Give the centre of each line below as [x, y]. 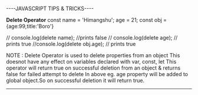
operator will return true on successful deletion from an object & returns [93, 68]
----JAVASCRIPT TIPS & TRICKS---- [50, 9]
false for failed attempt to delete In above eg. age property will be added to [97, 74]
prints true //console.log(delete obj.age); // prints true [71, 44]
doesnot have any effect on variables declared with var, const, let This [91, 62]
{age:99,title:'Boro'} [30, 26]
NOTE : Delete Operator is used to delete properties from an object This [93, 55]
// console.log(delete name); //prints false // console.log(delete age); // [92, 37]
